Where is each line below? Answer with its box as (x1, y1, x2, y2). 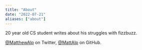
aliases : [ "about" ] (5, 16, 46, 21)
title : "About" (5, 7, 37, 12)
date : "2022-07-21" (5, 12, 46, 17)
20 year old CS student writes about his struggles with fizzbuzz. (5, 30, 137, 36)
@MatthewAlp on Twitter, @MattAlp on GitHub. (5, 40, 101, 46)
